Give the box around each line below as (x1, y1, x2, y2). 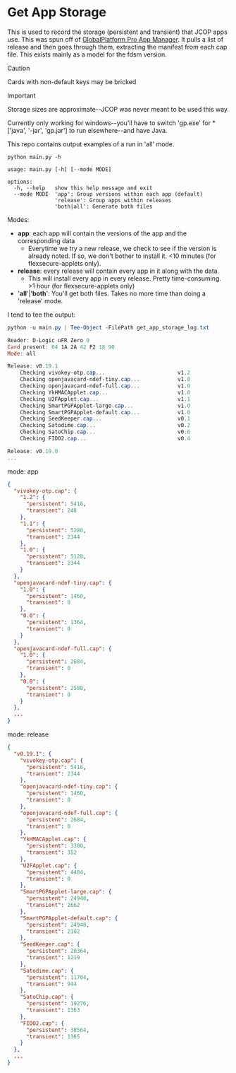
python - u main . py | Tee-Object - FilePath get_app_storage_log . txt (7, 324, 210, 331)
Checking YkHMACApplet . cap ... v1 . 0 (20, 389, 191, 396)
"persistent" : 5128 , (25, 553, 87, 561)
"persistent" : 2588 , (25, 684, 87, 691)
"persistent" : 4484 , (25, 869, 87, 876)
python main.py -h (7, 153, 61, 160)
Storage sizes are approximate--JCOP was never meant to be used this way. (7, 105, 230, 113)
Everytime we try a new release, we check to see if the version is (27, 244, 217, 252)
